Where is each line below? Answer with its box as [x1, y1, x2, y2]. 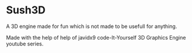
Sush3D [6, 3, 46, 17]
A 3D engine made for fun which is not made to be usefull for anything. [6, 23, 177, 30]
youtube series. [6, 40, 44, 47]
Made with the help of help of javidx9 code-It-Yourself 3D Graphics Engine [6, 34, 186, 41]
